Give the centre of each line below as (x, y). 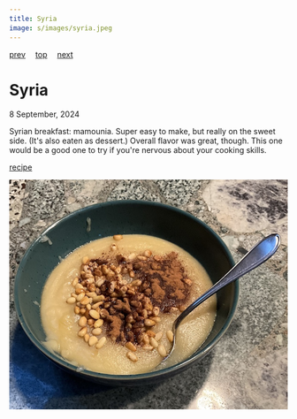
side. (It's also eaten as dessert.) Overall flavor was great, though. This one (146, 141)
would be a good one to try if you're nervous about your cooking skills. (138, 150)
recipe (21, 167)
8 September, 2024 (45, 114)
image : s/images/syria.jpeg (61, 28)
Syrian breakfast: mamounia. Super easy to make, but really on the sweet (142, 132)
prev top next (41, 54)
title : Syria (33, 19)
